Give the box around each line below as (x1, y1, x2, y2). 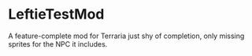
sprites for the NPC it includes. (8, 39, 108, 48)
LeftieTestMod (8, 5, 105, 23)
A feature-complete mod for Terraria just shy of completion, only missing (8, 31, 245, 40)
